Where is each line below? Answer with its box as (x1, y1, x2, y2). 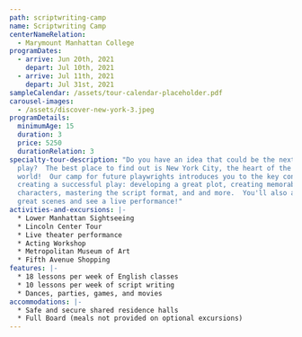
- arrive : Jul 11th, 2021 (17, 72, 115, 81)
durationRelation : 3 (17, 146, 94, 155)
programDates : (9, 47, 63, 56)
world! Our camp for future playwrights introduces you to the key (17, 172, 280, 181)
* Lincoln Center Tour (17, 222, 102, 231)
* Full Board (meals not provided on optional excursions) (17, 314, 244, 324)
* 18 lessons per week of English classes (17, 272, 179, 281)
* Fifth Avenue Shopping (17, 255, 111, 265)
